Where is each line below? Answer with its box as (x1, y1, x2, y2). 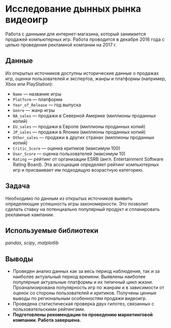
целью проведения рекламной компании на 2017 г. (5, 41, 117, 48)
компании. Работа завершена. (12, 317, 82, 323)
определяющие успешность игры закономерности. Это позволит (5, 200, 149, 207)
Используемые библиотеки (5, 226, 99, 235)
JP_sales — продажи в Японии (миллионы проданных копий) (12, 129, 146, 135)
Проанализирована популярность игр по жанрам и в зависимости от (12, 285, 164, 291)
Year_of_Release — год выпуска (12, 102, 82, 108)
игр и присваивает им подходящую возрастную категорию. (12, 167, 144, 173)
